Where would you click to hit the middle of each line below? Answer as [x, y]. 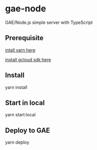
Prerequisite [24, 38]
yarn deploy [17, 143]
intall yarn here [20, 50]
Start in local [25, 103]
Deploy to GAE [28, 130]
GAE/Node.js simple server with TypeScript [49, 22]
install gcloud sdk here [28, 60]
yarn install [16, 87]
